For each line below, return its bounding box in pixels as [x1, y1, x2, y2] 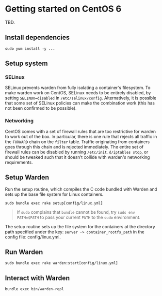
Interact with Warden [5, 274, 70, 282]
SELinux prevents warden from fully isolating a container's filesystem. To [5, 85, 151, 90]
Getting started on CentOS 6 [5, 3, 122, 15]
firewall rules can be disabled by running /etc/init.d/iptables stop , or [5, 149, 148, 155]
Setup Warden [5, 173, 49, 182]
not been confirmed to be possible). [5, 105, 77, 111]
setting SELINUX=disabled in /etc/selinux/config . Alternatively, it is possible [5, 95, 157, 101]
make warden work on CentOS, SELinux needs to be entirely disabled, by [5, 90, 151, 96]
